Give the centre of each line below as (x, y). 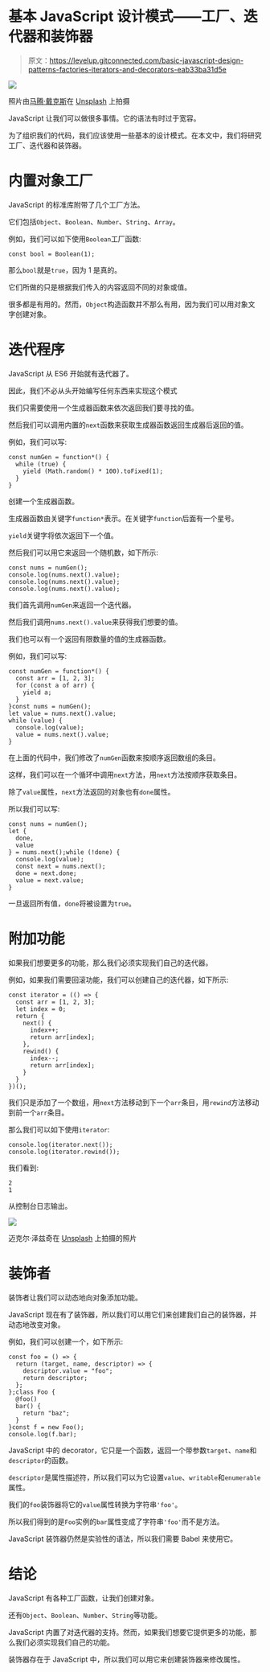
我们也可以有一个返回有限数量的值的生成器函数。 (89, 639)
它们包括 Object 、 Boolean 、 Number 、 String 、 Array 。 (94, 221)
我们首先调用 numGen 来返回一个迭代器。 (72, 605)
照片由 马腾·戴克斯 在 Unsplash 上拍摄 (69, 101)
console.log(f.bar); (43, 1434)
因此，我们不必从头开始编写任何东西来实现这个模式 (93, 390)
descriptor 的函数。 (41, 1460)
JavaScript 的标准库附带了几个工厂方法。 (76, 204)
